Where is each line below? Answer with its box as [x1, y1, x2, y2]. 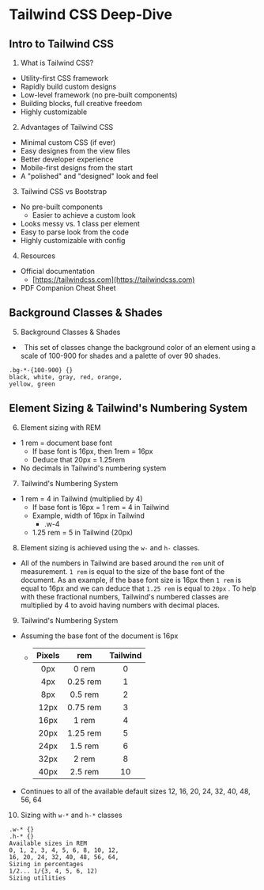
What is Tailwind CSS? [20, 58, 94, 67]
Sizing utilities [9, 873, 66, 882]
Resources [20, 251, 56, 261]
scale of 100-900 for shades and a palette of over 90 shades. [20, 351, 221, 360]
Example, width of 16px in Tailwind [32, 511, 145, 520]
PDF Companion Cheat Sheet [20, 283, 117, 292]
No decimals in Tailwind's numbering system [20, 463, 167, 473]
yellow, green [9, 380, 56, 388]
